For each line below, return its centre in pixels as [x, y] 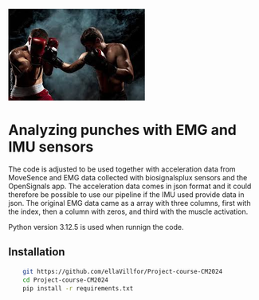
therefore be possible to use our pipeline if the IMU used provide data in [126, 194]
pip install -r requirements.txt [78, 288]
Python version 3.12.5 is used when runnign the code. [96, 227]
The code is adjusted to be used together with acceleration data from [122, 169]
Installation [37, 252]
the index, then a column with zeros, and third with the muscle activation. [128, 211]
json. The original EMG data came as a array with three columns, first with [129, 203]
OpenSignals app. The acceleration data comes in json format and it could [130, 186]
